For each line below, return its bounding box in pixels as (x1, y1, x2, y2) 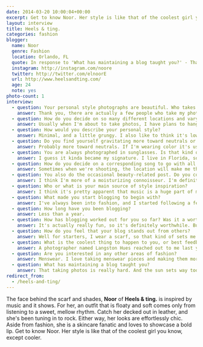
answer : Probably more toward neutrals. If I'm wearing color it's (17, 143, 190, 150)
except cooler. (6, 334, 42, 341)
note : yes (11, 88, 36, 94)
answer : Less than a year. (17, 211, 85, 218)
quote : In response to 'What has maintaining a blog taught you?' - (11, 59, 188, 65)
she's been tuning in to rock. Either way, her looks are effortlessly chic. (6, 314, 183, 322)
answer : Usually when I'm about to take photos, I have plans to (17, 122, 185, 128)
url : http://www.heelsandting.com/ (11, 76, 101, 82)
